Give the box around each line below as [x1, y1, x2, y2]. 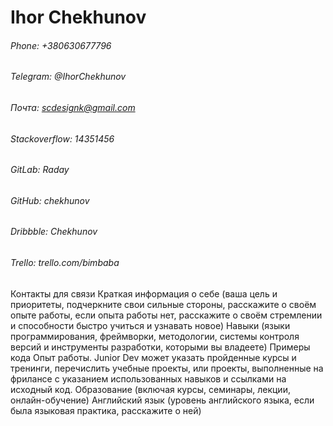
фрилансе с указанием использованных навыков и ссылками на [10, 372, 287, 385]
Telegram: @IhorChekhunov [10, 71, 127, 83]
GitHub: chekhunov [10, 194, 90, 206]
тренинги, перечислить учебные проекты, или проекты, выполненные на [10, 362, 324, 374]
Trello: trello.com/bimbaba [10, 257, 120, 269]
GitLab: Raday [10, 164, 70, 176]
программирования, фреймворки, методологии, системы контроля [10, 330, 300, 342]
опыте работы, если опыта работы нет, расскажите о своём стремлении [10, 309, 323, 321]
